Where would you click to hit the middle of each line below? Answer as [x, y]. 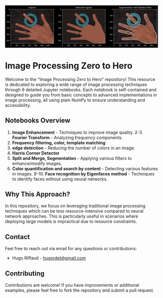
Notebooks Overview [38, 121]
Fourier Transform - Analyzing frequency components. [67, 138]
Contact [17, 237]
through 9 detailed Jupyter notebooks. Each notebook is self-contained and [81, 89]
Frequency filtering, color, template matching [59, 142]
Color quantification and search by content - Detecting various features [85, 168]
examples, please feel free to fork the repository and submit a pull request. [80, 290]
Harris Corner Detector [36, 153]
